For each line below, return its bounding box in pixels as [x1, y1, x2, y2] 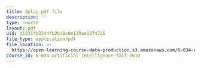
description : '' [6, 14, 47, 20]
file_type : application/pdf [6, 36, 77, 42]
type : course [6, 20, 39, 25]
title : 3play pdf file [6, 8, 63, 15]
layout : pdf [6, 25, 36, 31]
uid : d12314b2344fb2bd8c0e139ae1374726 [6, 31, 106, 37]
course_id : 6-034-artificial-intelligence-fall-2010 [6, 53, 141, 59]
